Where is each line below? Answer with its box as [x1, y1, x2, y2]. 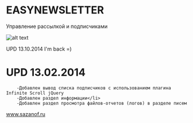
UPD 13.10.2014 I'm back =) [6, 45, 72, 52]
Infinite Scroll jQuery [6, 90, 64, 96]
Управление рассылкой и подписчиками [6, 23, 108, 30]
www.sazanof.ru [6, 110, 46, 117]
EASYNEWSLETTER [6, 3, 104, 17]
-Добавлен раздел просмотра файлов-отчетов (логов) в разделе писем [16, 100, 187, 106]
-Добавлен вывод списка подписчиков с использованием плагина [16, 85, 171, 91]
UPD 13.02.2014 [6, 66, 86, 79]
